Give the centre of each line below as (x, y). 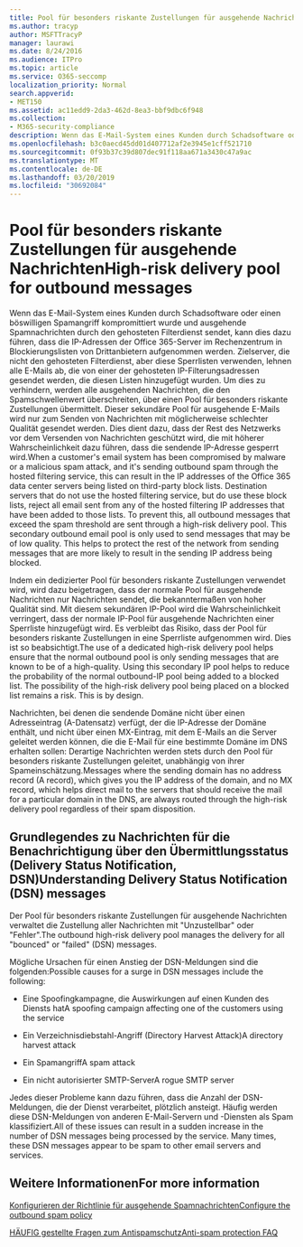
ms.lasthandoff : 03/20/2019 (62, 177)
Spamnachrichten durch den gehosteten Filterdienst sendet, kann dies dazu (150, 333)
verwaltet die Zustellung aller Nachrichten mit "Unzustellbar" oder (132, 925)
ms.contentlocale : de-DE (56, 169)
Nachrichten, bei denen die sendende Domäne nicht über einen (127, 713)
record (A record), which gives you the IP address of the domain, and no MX (151, 780)
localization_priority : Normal (68, 85)
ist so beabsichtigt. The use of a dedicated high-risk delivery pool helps (142, 648)
